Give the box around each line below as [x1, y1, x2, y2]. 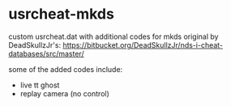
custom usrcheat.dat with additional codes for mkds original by [8, 32, 219, 41]
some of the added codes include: [8, 64, 123, 74]
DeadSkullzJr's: [8, 40, 62, 49]
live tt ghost [19, 80, 60, 90]
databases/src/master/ [8, 49, 84, 58]
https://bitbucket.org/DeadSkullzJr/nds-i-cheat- [62, 40, 224, 49]
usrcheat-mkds [8, 5, 115, 23]
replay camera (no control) [19, 88, 109, 98]
